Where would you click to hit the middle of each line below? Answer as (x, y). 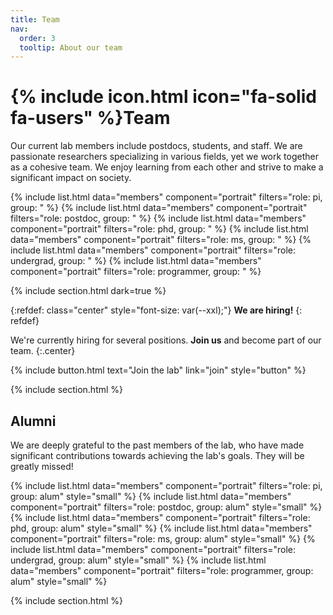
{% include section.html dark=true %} (88, 291)
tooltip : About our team (71, 47)
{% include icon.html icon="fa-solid (163, 97)
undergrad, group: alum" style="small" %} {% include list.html (138, 560)
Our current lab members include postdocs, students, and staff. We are (156, 146)
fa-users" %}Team (90, 118)
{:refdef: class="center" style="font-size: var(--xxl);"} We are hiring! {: (156, 310)
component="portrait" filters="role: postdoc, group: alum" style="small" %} (166, 507)
